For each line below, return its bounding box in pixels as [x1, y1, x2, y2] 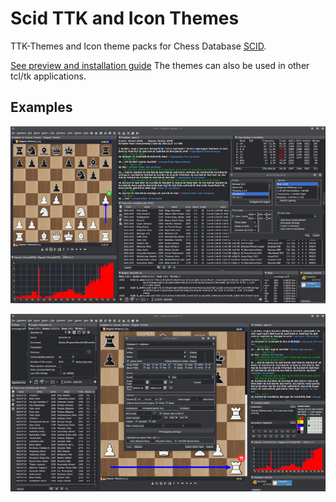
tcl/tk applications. [10, 70, 87, 82]
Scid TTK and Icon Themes [10, 7, 240, 30]
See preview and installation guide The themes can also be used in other [10, 59, 310, 71]
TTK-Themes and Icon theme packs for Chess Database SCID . [10, 40, 267, 52]
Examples [10, 99, 73, 116]
